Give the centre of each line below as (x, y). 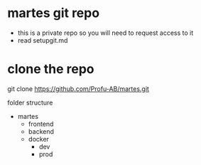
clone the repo (51, 69)
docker (39, 139)
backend (41, 131)
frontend (41, 124)
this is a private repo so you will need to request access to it (105, 33)
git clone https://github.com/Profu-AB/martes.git (78, 89)
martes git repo (54, 13)
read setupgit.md (43, 40)
